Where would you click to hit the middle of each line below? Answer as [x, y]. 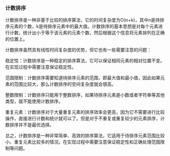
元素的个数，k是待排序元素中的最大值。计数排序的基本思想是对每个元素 [84, 26]
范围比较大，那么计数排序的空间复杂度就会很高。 [65, 84]
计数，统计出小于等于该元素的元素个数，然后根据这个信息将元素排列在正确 [87, 33]
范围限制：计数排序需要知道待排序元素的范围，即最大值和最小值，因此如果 [83, 78]
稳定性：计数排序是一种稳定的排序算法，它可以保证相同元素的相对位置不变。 [85, 61]
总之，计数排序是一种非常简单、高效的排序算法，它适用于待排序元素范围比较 [85, 136]
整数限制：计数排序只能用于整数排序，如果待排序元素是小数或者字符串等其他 [85, 95]
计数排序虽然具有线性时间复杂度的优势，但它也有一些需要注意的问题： [78, 50]
